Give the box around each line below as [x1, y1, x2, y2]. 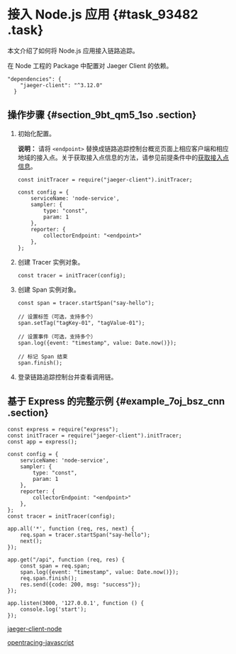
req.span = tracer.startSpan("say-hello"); [20, 531, 151, 538]
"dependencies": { [7, 75, 62, 82]
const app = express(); [7, 438, 78, 445]
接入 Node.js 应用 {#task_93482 [7, 6, 198, 23]
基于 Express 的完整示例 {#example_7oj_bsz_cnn [7, 395, 225, 408]
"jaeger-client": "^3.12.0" [20, 82, 103, 89]
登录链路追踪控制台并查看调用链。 [17, 372, 118, 381]
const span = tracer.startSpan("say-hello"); [17, 299, 154, 306]
